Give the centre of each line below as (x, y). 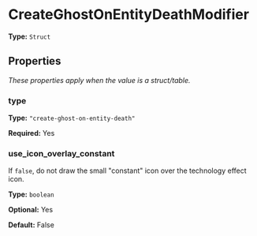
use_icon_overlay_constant (61, 153)
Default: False (32, 225)
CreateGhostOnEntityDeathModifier (129, 15)
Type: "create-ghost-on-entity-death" (72, 118)
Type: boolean (31, 194)
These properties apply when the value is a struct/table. (99, 80)
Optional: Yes (31, 210)
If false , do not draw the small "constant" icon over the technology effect (127, 170)
